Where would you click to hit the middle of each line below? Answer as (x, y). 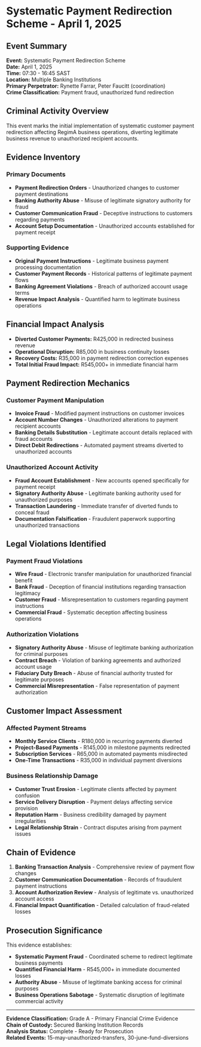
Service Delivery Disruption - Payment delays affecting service (94, 802)
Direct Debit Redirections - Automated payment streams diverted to (99, 445)
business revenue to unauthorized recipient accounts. (72, 138)
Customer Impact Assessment (64, 711)
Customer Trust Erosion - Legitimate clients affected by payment (96, 789)
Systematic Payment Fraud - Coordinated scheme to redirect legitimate (104, 957)
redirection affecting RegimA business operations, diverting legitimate (92, 132)
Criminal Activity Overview (57, 111)
